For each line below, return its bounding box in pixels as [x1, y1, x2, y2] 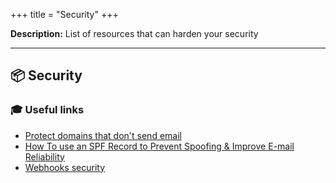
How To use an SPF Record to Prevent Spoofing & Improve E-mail [24, 140, 295, 152]
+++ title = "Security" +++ [10, 9, 119, 20]
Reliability [24, 150, 65, 163]
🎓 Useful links [10, 103, 85, 117]
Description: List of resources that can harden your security [10, 28, 259, 39]
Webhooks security [24, 161, 106, 173]
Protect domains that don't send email [24, 129, 182, 141]
